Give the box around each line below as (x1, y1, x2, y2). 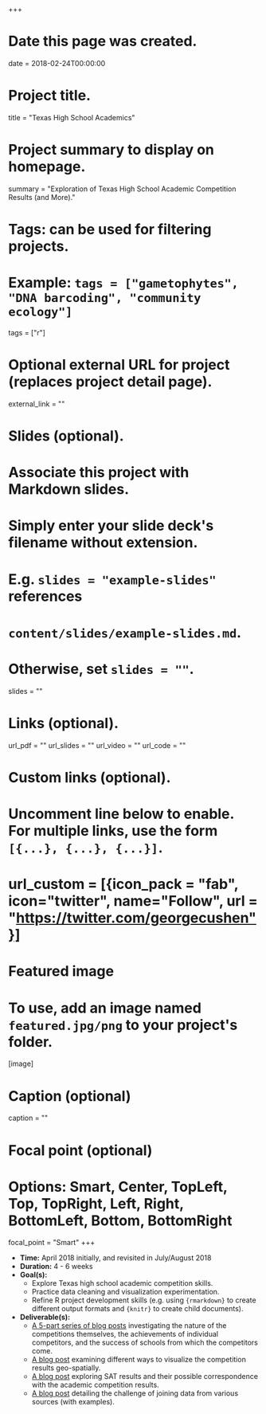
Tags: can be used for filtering (8, 221, 212, 238)
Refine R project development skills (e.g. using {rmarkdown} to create (31, 1295, 256, 1305)
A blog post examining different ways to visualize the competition (31, 1355, 247, 1365)
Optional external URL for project (8, 356, 230, 374)
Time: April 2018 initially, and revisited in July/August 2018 (19, 1253, 212, 1263)
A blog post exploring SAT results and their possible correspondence (31, 1372, 259, 1381)
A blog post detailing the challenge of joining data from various (31, 1389, 239, 1398)
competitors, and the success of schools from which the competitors (31, 1338, 259, 1347)
